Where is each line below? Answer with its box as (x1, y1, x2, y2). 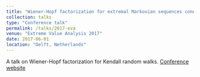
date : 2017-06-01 (6, 36, 49, 42)
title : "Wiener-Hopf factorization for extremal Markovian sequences (6, 8, 183, 15)
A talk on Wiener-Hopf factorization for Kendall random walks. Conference (6, 57, 189, 65)
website (6, 64, 26, 71)
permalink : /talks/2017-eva (6, 25, 76, 31)
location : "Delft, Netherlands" (6, 42, 86, 48)
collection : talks (6, 14, 52, 20)
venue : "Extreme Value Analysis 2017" (6, 31, 102, 37)
